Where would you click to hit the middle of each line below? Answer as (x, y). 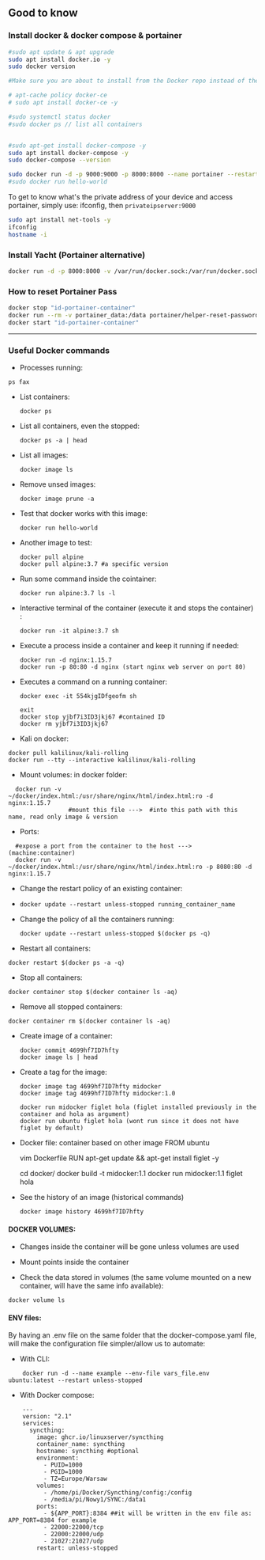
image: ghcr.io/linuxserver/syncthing (100, 1437)
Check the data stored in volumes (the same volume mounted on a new (135, 1277)
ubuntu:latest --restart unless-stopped (76, 1380)
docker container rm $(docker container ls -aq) (90, 1021)
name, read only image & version (63, 817)
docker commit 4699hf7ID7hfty (69, 1051)
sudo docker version (42, 66)
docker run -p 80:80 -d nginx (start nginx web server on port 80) (132, 667)
